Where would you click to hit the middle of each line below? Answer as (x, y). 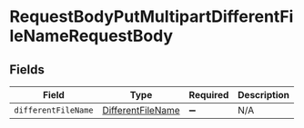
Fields (27, 69)
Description (263, 95)
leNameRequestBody (91, 36)
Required (209, 95)
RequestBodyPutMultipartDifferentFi (152, 17)
